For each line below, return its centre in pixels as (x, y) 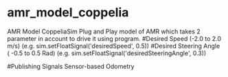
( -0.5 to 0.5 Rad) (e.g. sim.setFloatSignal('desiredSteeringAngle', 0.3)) (107, 53)
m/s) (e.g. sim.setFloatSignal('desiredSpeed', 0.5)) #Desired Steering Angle (114, 46)
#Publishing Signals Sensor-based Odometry (71, 66)
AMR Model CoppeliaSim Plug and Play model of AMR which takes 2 (104, 31)
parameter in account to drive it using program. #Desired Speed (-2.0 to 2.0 (114, 38)
